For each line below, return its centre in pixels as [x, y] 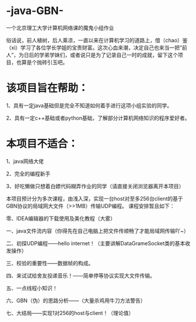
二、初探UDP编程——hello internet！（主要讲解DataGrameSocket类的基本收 [98, 243]
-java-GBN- [35, 11]
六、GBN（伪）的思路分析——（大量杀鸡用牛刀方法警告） [76, 300]
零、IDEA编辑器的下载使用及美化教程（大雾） [61, 218]
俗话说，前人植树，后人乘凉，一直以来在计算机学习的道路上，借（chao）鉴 [97, 40]
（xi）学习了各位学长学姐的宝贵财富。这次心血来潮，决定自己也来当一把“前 [97, 48]
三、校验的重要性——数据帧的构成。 [50, 263]
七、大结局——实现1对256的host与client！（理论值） [70, 313]
